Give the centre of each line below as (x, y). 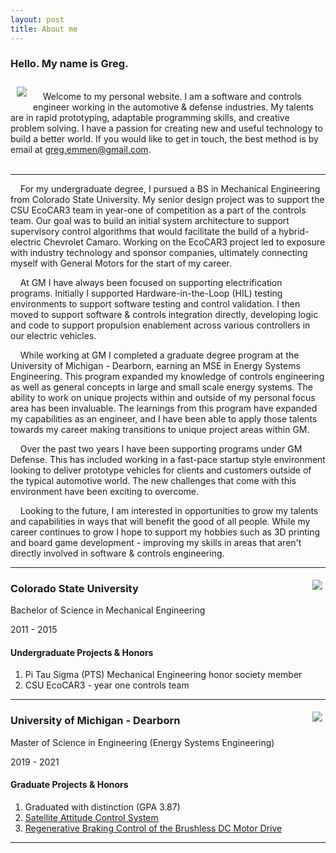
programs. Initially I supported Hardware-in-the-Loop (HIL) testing (146, 293)
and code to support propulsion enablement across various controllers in (160, 325)
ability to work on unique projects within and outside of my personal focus (163, 397)
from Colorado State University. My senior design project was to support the (167, 199)
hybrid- (294, 231)
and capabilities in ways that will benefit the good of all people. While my (160, 521)
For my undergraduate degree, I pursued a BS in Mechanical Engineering (170, 188)
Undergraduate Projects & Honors (82, 652)
